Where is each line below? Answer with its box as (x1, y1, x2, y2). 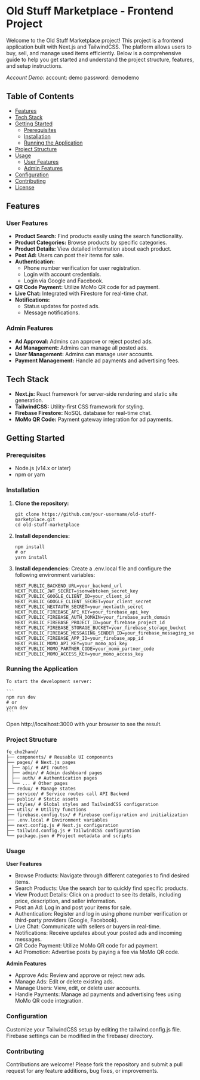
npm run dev (6, 694, 36, 700)
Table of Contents (6, 91, 75, 101)
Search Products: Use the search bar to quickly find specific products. (14, 885, 188, 892)
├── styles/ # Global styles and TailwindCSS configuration (6, 802, 159, 808)
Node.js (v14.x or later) (14, 465, 71, 472)
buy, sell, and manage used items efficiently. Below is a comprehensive (6, 49, 181, 56)
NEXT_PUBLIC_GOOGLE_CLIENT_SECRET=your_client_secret (14, 598, 152, 604)
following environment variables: (14, 571, 96, 578)
